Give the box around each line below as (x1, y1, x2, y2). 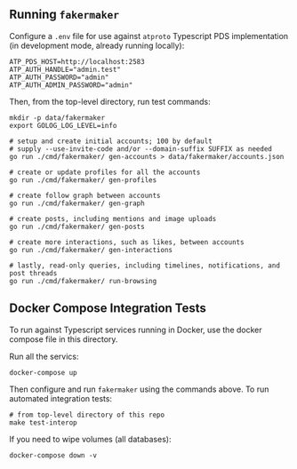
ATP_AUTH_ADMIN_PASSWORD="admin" (9, 80, 133, 90)
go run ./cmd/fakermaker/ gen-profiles (9, 175, 157, 185)
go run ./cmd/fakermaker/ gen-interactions (9, 245, 173, 254)
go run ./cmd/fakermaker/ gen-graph (9, 199, 145, 208)
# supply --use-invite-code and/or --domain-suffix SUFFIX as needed (9, 144, 273, 154)
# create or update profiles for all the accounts (9, 168, 201, 177)
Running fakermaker (9, 7, 120, 22)
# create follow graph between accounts (9, 191, 162, 200)
